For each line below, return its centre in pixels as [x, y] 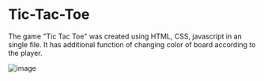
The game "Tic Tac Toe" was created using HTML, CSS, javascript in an [125, 36]
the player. [25, 53]
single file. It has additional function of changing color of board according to [132, 44]
